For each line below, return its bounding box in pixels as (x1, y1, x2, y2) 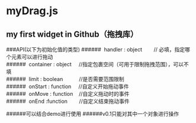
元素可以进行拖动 (11, 53, 53, 60)
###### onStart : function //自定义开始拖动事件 (6, 83, 129, 90)
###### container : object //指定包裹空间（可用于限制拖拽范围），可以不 (6, 61, 189, 67)
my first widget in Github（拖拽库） (6, 29, 139, 39)
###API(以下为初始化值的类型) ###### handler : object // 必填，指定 (6, 46, 185, 53)
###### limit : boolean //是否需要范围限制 (6, 76, 124, 82)
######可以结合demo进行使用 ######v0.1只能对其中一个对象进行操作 (6, 111, 179, 117)
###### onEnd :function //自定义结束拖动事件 (6, 98, 130, 105)
